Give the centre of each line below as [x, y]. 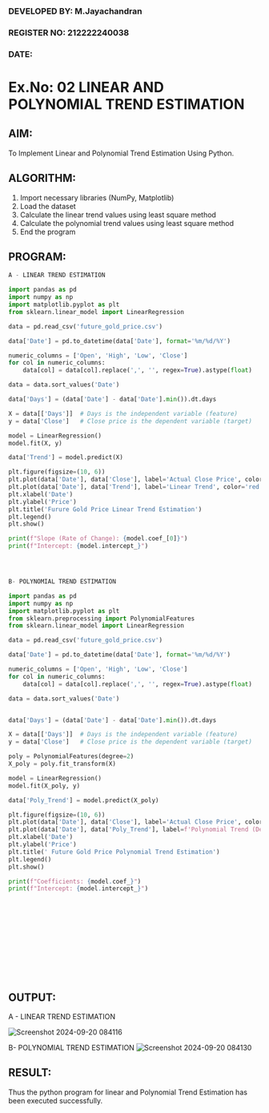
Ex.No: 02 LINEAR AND [86, 87]
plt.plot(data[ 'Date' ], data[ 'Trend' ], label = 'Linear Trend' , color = [127, 487]
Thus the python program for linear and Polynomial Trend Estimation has [128, 1092]
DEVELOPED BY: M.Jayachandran [75, 11]
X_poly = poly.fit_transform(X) [62, 764]
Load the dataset [48, 206]
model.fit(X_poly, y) [44, 786]
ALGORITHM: [42, 178]
